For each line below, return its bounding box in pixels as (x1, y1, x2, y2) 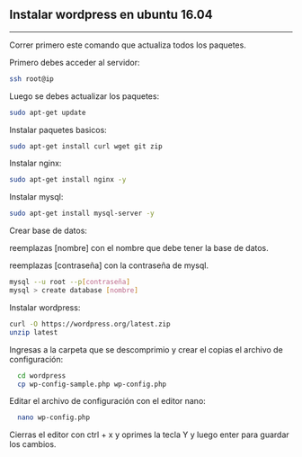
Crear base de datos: (9, 225, 88, 237)
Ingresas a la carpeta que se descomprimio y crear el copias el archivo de (9, 344, 283, 354)
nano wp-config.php (17, 413, 91, 422)
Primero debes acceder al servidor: (9, 57, 141, 67)
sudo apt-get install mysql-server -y (9, 209, 155, 219)
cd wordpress (17, 371, 67, 381)
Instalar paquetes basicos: (9, 124, 108, 135)
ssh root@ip (9, 74, 54, 84)
